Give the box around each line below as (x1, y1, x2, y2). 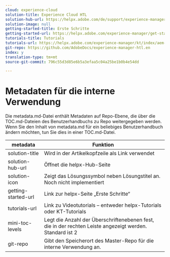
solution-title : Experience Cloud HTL (5, 12, 87, 17)
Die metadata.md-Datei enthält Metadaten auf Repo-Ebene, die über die (5, 113, 156, 119)
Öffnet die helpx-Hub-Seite (44, 161, 111, 168)
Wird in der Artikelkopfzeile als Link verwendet (44, 150, 155, 157)
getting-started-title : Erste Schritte (5, 26, 90, 31)
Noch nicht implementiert (44, 179, 105, 186)
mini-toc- (8, 219, 32, 227)
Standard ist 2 (44, 229, 77, 236)
